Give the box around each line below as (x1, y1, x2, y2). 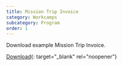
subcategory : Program (6, 20, 60, 26)
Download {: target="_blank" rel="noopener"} (6, 53, 118, 60)
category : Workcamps (6, 14, 58, 20)
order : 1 (6, 25, 28, 32)
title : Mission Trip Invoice (6, 8, 79, 15)
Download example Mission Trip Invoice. (6, 42, 106, 49)
